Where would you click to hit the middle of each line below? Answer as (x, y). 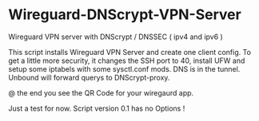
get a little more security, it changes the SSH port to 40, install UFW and (127, 60)
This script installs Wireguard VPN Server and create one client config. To (130, 52)
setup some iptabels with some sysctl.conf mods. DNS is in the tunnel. (124, 68)
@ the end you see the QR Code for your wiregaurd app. (101, 92)
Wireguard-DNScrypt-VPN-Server (125, 15)
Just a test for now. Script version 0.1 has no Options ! (97, 108)
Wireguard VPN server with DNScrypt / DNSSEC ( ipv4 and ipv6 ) (116, 37)
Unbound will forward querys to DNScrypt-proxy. (89, 77)
